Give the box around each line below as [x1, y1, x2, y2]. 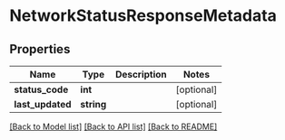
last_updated [14, 98, 72, 110]
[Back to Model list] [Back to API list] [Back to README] [9, 121, 218, 132]
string [80, 98, 107, 110]
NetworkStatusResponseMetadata [9, 5, 277, 26]
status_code [14, 83, 69, 96]
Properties [9, 42, 71, 57]
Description [114, 69, 168, 80]
